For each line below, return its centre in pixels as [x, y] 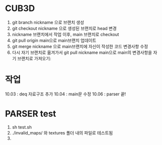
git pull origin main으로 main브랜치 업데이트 [54, 40]
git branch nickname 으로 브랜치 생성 [48, 22]
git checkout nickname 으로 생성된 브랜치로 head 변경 [64, 28]
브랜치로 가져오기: [34, 58]
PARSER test [31, 114]
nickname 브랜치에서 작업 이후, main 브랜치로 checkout [65, 34]
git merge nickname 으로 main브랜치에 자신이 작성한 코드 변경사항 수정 [80, 46]
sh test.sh [22, 127]
